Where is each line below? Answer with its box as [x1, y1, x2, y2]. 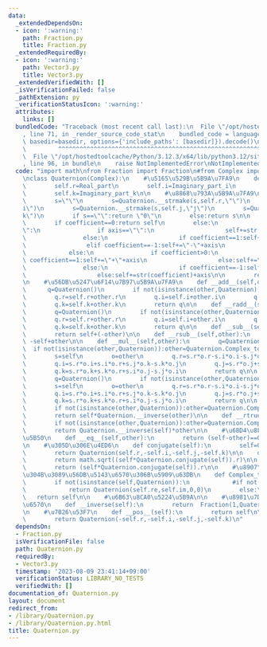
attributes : [15, 108, 56, 116]
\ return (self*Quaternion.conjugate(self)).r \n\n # [22, 464, 237, 472]
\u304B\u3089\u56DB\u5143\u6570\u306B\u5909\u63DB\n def [22, 471, 226, 479]
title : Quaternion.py [8, 626, 80, 634]
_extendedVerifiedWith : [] [15, 78, 105, 86]
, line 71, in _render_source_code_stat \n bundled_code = [22, 130, 229, 138]
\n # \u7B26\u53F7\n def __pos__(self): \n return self [22, 508, 250, 516]
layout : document [8, 597, 66, 605]
